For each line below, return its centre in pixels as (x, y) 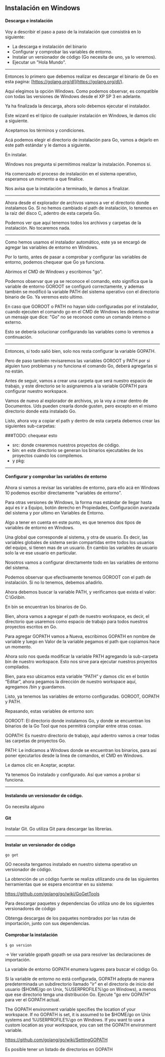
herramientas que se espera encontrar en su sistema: (59, 885)
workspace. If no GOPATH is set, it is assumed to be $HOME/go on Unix (78, 1015)
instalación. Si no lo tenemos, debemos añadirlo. (54, 582)
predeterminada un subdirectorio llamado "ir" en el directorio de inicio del (80, 984)
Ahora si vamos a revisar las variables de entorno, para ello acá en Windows (82, 487)
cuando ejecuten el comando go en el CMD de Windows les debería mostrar (82, 311)
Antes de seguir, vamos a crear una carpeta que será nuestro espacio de (79, 380)
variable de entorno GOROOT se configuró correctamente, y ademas (75, 286)
